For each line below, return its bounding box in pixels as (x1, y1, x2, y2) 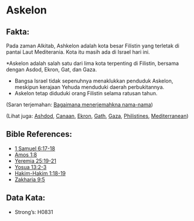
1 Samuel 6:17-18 (14, 144, 56, 152)
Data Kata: (6, 193, 46, 203)
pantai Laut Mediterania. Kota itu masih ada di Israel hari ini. (6, 49, 151, 56)
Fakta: (6, 27, 30, 37)
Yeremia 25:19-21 (14, 157, 57, 164)
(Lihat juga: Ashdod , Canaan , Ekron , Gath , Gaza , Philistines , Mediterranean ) (6, 112, 189, 119)
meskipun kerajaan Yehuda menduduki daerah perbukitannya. (14, 84, 165, 91)
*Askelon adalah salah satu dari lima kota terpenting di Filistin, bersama (6, 60, 179, 67)
